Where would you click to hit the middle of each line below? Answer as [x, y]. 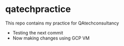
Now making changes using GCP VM [51, 38]
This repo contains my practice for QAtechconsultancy [62, 23]
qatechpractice [38, 9]
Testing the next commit [38, 32]
